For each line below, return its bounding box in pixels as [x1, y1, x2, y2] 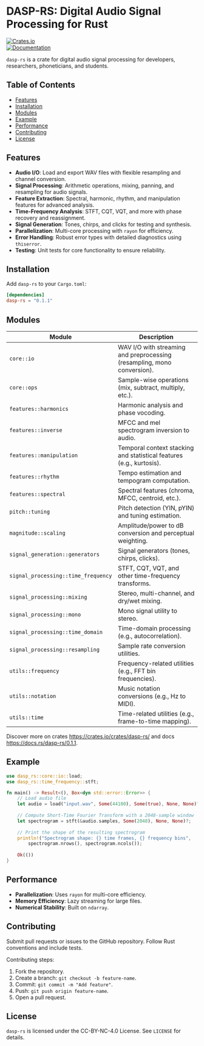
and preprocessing [118, 350, 172, 359]
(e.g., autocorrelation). [118, 632, 182, 640]
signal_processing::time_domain [9, 628, 103, 635]
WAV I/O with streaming [118, 343, 186, 351]
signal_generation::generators [9, 550, 100, 558]
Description [138, 332, 174, 341]
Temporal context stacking [118, 443, 194, 452]
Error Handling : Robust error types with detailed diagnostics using [15, 233, 182, 241]
